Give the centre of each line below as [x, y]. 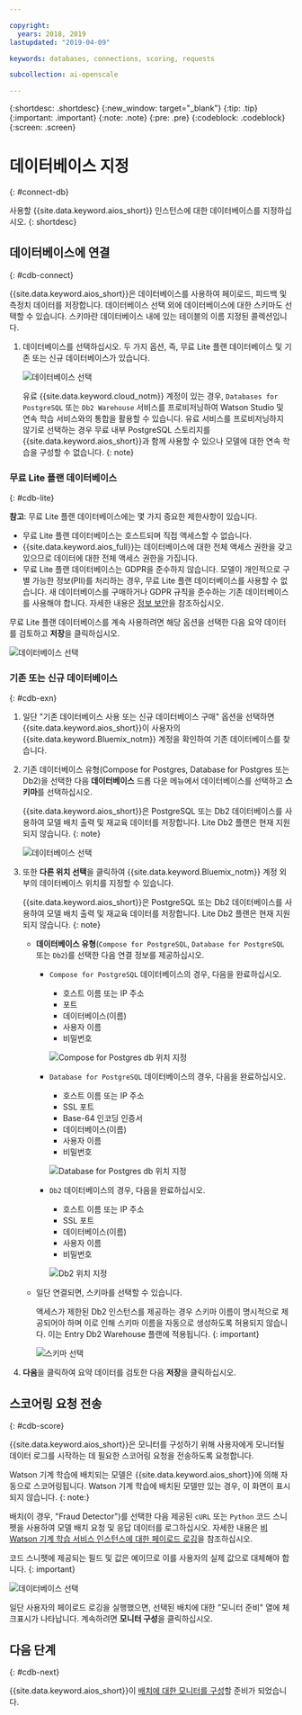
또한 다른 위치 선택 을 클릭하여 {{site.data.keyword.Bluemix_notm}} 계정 [150, 872]
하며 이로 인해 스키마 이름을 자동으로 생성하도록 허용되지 [165, 1323]
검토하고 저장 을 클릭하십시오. [69, 633]
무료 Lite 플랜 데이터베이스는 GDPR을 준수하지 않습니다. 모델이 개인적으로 [151, 570]
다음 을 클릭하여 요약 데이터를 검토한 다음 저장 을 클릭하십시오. [129, 1372]
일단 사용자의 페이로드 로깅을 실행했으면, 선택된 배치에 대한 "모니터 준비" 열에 [145, 1608]
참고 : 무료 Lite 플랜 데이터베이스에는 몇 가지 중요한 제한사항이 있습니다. [133, 516]
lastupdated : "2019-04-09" [60, 42]
